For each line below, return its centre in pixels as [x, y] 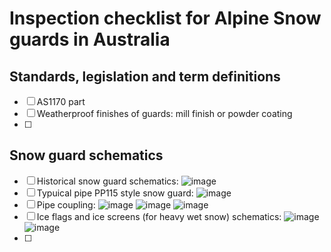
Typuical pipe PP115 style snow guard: [115, 193]
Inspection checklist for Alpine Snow [165, 18]
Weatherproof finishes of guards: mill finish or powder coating [164, 113]
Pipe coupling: [66, 204]
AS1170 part [61, 101]
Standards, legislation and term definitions [145, 76]
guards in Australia [90, 39]
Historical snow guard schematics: [107, 181]
